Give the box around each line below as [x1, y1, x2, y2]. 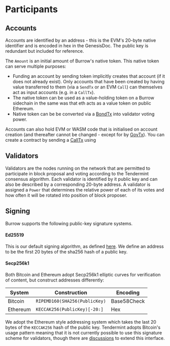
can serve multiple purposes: [5, 64, 66, 69]
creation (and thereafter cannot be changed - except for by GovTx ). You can [5, 132, 165, 138]
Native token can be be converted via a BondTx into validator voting [12, 111, 155, 117]
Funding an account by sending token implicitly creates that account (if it [12, 73, 165, 79]
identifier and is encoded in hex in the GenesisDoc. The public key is [5, 43, 149, 49]
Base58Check [111, 298, 145, 305]
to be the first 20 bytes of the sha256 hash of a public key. [5, 248, 128, 255]
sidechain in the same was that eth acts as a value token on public [12, 100, 151, 106]
